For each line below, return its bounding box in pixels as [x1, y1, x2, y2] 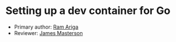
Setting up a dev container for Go [5, 4, 171, 17]
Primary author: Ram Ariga [14, 23, 79, 30]
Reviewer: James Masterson [14, 29, 83, 36]
